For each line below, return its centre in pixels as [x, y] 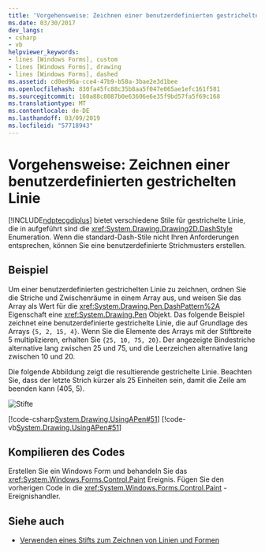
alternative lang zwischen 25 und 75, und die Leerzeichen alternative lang [128, 347]
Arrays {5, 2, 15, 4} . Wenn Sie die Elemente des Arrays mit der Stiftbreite [130, 331]
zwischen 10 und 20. [42, 356]
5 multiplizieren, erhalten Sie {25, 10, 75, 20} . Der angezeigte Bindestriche [132, 340]
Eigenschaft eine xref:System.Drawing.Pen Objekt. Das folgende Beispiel [127, 314]
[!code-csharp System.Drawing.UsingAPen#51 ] [84, 419]
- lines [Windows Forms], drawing [65, 67]
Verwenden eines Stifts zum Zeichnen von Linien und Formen [119, 540]
